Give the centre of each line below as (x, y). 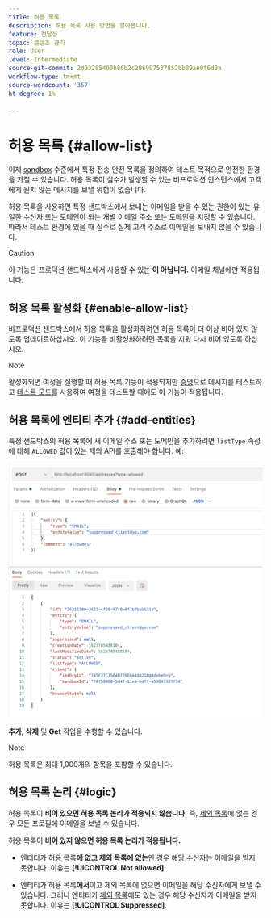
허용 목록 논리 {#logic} (63, 792)
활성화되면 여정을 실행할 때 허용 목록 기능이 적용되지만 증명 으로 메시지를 (121, 382)
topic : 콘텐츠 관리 (37, 43)
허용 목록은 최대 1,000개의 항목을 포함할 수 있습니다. (91, 764)
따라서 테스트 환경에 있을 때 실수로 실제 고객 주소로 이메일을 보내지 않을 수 (124, 227)
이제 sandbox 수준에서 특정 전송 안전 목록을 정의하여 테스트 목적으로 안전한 (127, 170)
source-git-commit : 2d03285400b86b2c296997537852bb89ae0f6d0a (115, 69)
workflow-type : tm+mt (45, 77)
